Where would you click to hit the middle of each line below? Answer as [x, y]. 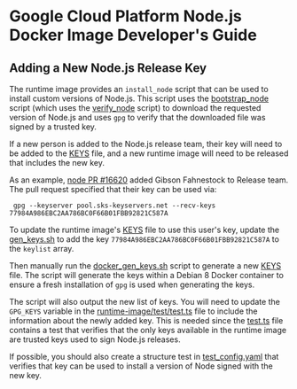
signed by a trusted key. [53, 127]
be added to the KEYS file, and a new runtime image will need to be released [149, 153]
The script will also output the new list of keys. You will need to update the [145, 302]
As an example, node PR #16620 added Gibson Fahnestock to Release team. [149, 180]
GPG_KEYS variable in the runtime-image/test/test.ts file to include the [133, 311]
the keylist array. [42, 249]
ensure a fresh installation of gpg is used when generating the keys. [132, 284]
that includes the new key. [57, 163]
